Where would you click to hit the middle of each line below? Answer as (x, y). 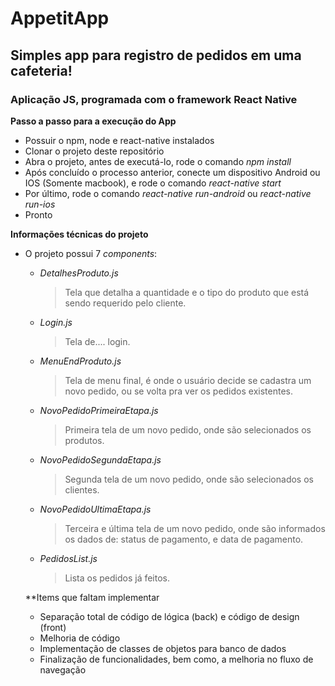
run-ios (40, 204)
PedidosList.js (68, 558)
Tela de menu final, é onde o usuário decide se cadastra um (188, 380)
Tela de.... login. (97, 341)
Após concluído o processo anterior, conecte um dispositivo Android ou (172, 172)
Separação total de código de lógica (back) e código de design (169, 616)
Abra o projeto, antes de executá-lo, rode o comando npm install (158, 161)
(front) (53, 627)
